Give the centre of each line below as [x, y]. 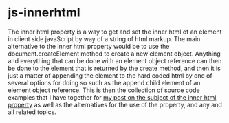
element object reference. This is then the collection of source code [104, 90]
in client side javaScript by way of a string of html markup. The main [104, 38]
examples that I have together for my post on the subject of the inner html [112, 97]
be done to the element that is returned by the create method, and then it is [114, 68]
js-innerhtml [44, 13]
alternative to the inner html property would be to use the [89, 46]
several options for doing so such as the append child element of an [104, 82]
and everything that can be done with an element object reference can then [115, 60]
